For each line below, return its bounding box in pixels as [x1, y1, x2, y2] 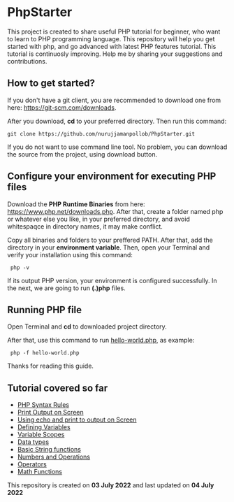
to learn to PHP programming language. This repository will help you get [7, 34, 215, 43]
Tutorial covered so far [7, 382, 108, 394]
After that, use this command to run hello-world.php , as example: [7, 336, 195, 345]
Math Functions [17, 468, 63, 476]
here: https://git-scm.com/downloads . [7, 103, 117, 112]
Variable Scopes [17, 431, 65, 439]
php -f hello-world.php [10, 350, 80, 357]
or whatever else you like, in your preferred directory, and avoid [7, 215, 190, 223]
